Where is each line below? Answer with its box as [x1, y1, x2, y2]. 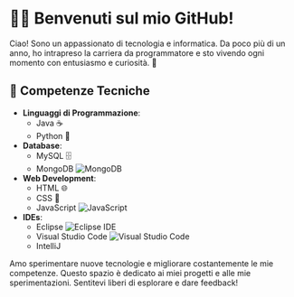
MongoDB [35, 162, 74, 174]
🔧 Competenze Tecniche [9, 83, 151, 98]
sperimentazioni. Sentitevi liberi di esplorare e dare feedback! [9, 277, 239, 288]
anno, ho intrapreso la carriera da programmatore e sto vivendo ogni [9, 47, 265, 58]
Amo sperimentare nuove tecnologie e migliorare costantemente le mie [9, 257, 274, 269]
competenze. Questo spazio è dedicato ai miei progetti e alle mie [9, 267, 251, 278]
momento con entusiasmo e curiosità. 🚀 [9, 57, 157, 68]
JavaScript [35, 202, 77, 213]
